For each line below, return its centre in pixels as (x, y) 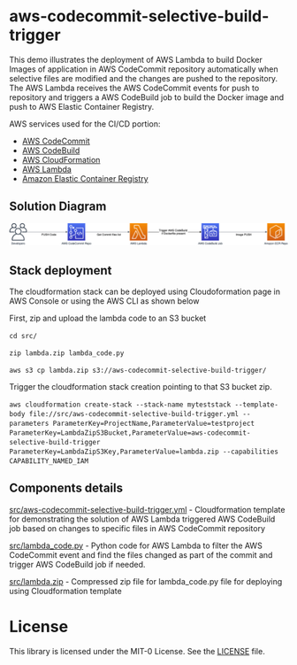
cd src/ (23, 336)
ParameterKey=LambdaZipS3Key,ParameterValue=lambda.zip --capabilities (144, 452)
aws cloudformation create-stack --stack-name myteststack (120, 405)
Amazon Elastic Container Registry (85, 178)
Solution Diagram (58, 207)
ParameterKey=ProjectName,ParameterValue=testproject (153, 423)
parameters (29, 423)
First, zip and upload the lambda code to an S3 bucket (108, 318)
